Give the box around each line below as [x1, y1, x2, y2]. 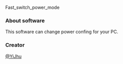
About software [5, 17, 45, 24]
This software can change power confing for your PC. [5, 29, 118, 35]
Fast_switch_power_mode [5, 5, 60, 10]
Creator [5, 41, 25, 49]
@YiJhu [5, 53, 22, 59]
